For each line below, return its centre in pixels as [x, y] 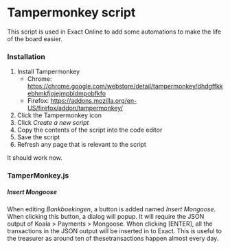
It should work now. [35, 158]
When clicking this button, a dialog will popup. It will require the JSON [106, 217]
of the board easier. [35, 38]
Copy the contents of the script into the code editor [90, 130]
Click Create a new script [53, 123]
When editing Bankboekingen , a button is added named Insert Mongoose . [112, 209]
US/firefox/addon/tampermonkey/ [75, 108]
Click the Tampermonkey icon [59, 115]
